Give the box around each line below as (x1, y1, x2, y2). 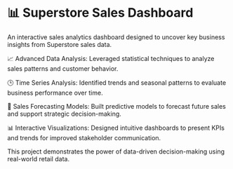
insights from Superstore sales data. (7, 40, 112, 48)
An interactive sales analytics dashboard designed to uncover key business (7, 32, 225, 41)
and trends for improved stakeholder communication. (7, 133, 161, 142)
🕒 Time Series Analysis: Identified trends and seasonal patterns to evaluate (7, 78, 227, 87)
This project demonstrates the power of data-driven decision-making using (7, 147, 225, 156)
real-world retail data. (7, 154, 70, 163)
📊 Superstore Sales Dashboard (7, 5, 194, 21)
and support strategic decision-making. (7, 109, 121, 118)
